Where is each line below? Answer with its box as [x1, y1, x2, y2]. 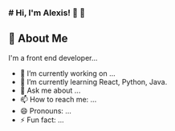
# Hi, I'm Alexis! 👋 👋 [8, 7, 86, 18]
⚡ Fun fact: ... [19, 115, 64, 125]
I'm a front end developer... [8, 53, 98, 62]
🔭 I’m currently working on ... [19, 68, 116, 78]
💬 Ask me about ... [19, 85, 81, 95]
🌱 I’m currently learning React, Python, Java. [19, 77, 168, 86]
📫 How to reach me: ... [19, 94, 97, 104]
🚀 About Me [8, 32, 68, 46]
